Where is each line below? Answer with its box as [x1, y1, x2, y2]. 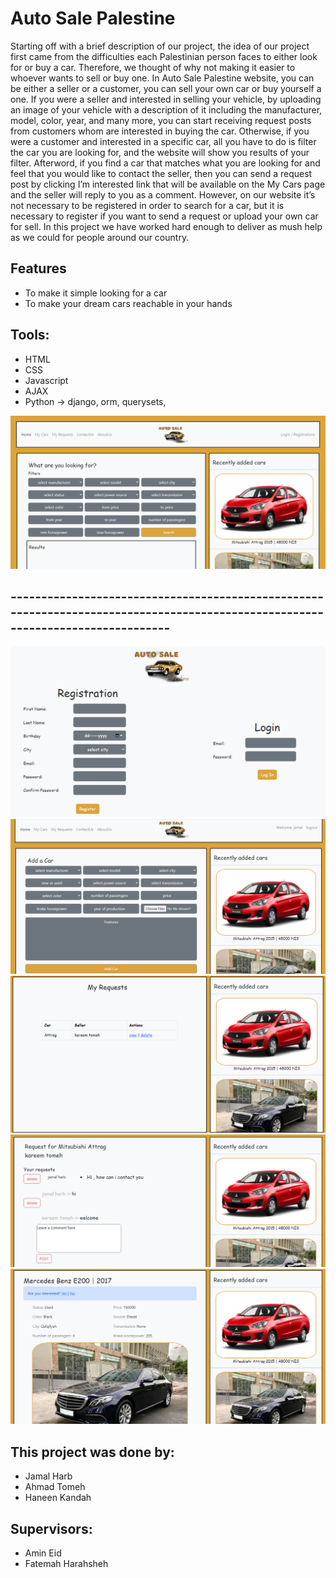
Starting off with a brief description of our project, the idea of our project [10, 40, 310, 52]
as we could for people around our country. [10, 231, 190, 243]
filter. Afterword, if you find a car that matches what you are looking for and [10, 157, 321, 169]
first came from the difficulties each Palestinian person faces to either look [10, 50, 318, 62]
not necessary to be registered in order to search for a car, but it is [10, 199, 285, 211]
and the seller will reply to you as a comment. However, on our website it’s [10, 188, 316, 201]
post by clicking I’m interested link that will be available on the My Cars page [10, 178, 326, 190]
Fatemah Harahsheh [24, 1558, 109, 1570]
